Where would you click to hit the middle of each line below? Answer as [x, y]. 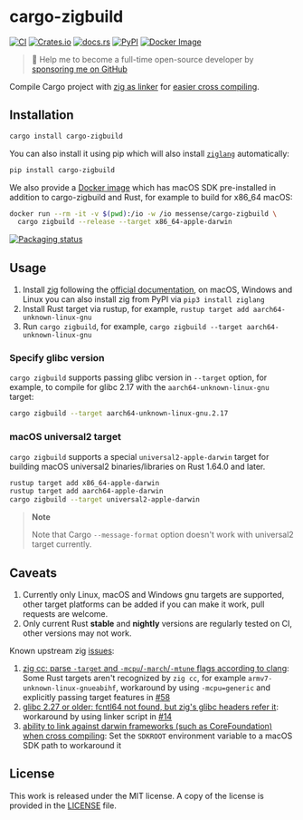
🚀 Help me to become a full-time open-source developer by [142, 59]
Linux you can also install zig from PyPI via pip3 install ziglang [143, 299]
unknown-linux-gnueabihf [69, 688]
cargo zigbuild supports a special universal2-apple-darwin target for [139, 456]
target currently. [62, 544]
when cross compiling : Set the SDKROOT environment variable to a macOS [157, 736]
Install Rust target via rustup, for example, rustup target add [136, 309]
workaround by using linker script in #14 [97, 716]
